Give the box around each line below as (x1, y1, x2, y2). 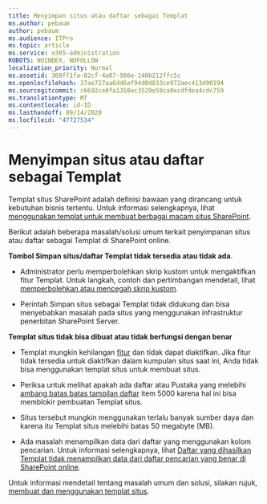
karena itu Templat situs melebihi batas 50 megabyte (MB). (19, 421, 215, 430)
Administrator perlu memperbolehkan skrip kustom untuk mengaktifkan (19, 266, 257, 276)
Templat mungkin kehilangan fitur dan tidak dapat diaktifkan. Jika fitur (19, 347, 251, 357)
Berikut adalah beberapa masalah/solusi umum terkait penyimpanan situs (8, 226, 251, 237)
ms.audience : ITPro (8, 34, 74, 43)
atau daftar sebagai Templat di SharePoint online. (8, 235, 171, 245)
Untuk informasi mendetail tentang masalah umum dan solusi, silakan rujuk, (8, 478, 258, 487)
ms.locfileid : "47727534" (8, 116, 95, 124)
